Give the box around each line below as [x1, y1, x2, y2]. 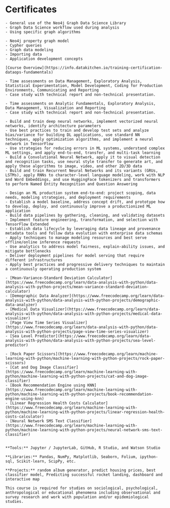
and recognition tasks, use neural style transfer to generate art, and [5, 159, 163, 164]
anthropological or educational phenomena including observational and [5, 490, 160, 495]
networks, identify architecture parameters [5, 123, 101, 128]
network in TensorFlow [5, 141, 53, 146]
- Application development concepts [5, 56, 83, 61]
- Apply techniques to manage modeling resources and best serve [5, 235, 147, 240]
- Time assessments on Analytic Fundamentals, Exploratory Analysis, [5, 101, 156, 106]
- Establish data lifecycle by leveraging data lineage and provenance [5, 226, 160, 231]
